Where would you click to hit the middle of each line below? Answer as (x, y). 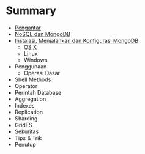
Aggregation (30, 99)
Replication (29, 112)
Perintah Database (38, 92)
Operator (26, 86)
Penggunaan (31, 66)
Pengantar (28, 28)
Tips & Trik (28, 137)
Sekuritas (27, 131)
